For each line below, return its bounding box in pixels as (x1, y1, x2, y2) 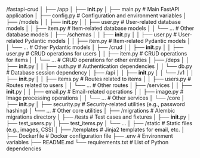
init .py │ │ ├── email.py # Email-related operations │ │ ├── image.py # (6, 88, 184, 95)
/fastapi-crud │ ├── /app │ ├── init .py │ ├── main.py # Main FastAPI (6, 6, 180, 13)
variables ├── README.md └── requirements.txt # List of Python (6, 139, 169, 145)
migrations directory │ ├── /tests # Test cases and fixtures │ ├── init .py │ (6, 113, 191, 120)
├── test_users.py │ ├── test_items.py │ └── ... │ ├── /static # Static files (6, 120, 193, 126)
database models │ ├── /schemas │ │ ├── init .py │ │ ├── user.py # (6, 31, 177, 38)
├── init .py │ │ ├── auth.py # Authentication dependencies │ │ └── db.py (6, 63, 193, 70)
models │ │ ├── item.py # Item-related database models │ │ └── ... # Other (6, 24, 195, 32)
